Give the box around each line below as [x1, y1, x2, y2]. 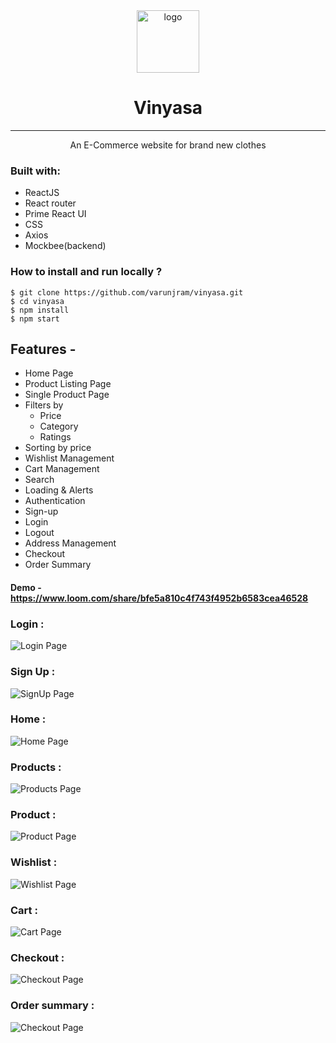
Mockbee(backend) [24, 240, 107, 252]
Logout [24, 527, 55, 539]
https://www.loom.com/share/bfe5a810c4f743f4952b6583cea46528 [10, 592, 309, 604]
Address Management [24, 537, 117, 549]
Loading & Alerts [24, 484, 94, 496]
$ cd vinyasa [10, 296, 65, 306]
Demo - [10, 581, 42, 593]
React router [24, 197, 77, 209]
